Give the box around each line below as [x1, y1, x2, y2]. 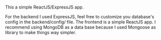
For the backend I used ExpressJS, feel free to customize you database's [5, 14, 155, 19]
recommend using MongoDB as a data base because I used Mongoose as [5, 24, 156, 30]
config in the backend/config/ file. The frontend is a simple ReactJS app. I [5, 19, 156, 25]
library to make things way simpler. [5, 30, 77, 35]
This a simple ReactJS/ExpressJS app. [5, 4, 84, 10]
